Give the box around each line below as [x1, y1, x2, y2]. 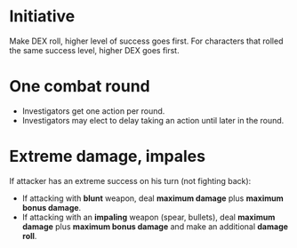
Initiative [9, 6, 76, 27]
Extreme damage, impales [9, 147, 206, 166]
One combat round [9, 76, 150, 97]
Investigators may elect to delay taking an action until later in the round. [21, 115, 285, 125]
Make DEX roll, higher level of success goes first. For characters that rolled [9, 36, 284, 46]
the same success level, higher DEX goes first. [9, 44, 180, 55]
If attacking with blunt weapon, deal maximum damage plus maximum [21, 193, 284, 204]
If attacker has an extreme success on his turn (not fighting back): [9, 175, 252, 186]
